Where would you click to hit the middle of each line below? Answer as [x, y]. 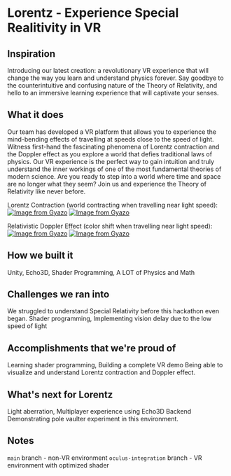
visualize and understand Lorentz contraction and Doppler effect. [101, 372]
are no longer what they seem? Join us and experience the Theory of [107, 184]
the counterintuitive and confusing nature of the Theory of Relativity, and [112, 85]
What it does [36, 115]
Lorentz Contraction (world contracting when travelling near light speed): [113, 205]
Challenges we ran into [58, 295]
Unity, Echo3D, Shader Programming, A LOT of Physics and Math [101, 272]
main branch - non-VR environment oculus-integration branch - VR [105, 458]
